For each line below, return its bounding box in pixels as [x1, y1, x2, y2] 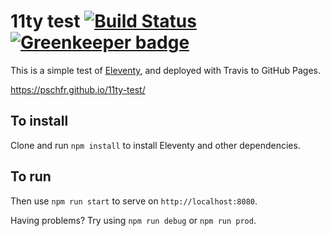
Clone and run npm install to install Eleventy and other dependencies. [10, 139, 301, 151]
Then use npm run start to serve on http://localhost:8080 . [10, 195, 258, 207]
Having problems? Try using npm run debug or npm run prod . [10, 214, 257, 226]
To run [10, 168, 52, 185]
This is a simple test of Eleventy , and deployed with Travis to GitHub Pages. [10, 64, 321, 76]
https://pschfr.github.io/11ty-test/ [10, 83, 146, 95]
